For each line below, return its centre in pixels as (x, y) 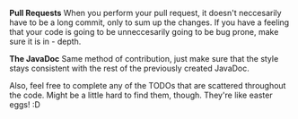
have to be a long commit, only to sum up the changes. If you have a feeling (149, 22)
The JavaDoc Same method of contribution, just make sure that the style (144, 59)
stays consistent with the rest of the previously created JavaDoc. (129, 68)
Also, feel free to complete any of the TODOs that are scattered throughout (148, 85)
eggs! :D (25, 105)
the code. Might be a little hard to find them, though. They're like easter (141, 95)
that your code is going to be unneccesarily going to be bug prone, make (144, 32)
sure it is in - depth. (45, 41)
